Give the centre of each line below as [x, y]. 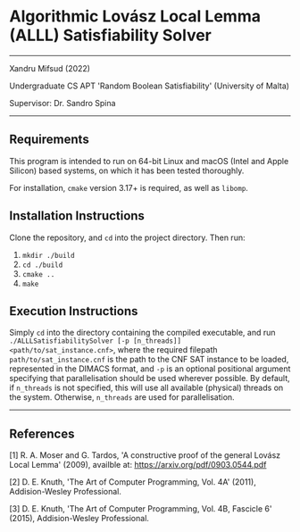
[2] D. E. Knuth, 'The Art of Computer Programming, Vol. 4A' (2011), [133, 482]
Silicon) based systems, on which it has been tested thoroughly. [127, 170]
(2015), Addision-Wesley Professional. [79, 519]
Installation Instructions [77, 216]
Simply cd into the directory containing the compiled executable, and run [142, 333]
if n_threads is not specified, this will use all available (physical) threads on [146, 388]
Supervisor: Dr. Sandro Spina [62, 103]
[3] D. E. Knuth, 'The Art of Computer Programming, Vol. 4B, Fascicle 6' [141, 509]
